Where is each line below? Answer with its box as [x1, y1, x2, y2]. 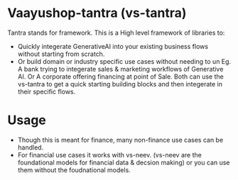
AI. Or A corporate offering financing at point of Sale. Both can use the [17, 72, 224, 81]
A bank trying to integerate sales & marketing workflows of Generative [17, 64, 224, 73]
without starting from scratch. [17, 50, 105, 58]
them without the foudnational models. [17, 165, 131, 174]
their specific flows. [17, 87, 76, 96]
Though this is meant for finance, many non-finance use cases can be [17, 135, 224, 144]
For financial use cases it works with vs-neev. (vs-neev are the [17, 150, 202, 159]
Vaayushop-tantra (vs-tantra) [7, 5, 187, 21]
